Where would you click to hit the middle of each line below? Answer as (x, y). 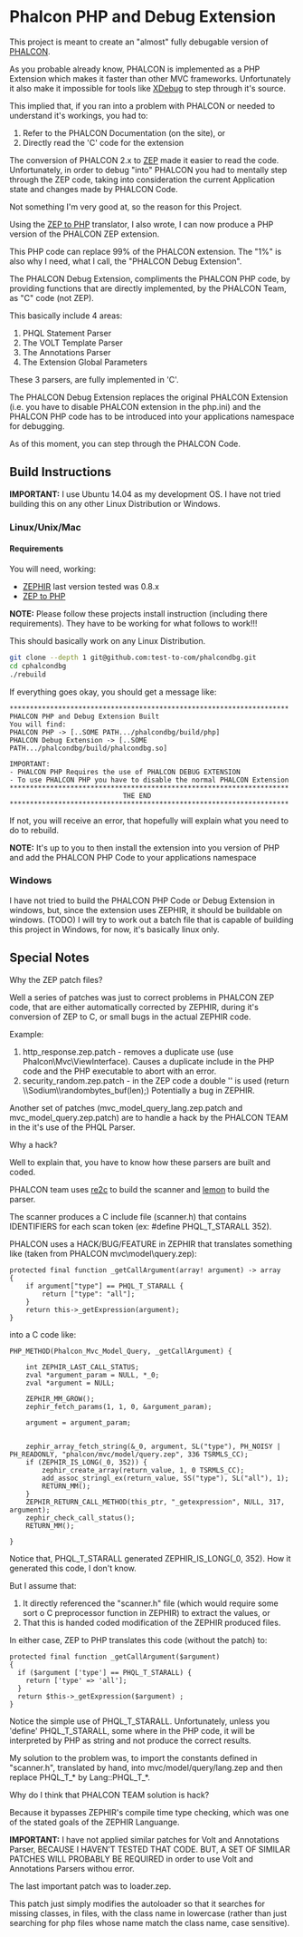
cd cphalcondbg (38, 666)
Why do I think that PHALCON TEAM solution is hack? (109, 1795)
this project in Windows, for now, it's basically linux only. (114, 929)
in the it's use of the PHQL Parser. (72, 1127)
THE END (137, 795)
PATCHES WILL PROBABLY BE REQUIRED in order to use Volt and (131, 1859)
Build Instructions (61, 472)
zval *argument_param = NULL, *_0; (93, 1375)
